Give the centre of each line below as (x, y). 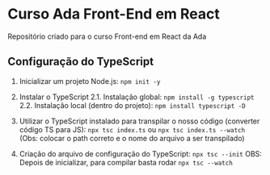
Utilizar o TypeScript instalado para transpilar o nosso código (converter (139, 121)
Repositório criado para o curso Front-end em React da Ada (107, 36)
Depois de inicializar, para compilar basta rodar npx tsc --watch (126, 162)
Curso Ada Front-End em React (114, 14)
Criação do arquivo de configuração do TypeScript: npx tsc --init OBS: (140, 153)
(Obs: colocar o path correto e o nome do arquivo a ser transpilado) (132, 138)
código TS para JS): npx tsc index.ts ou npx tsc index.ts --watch (132, 129)
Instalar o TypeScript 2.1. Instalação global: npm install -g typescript (137, 97)
